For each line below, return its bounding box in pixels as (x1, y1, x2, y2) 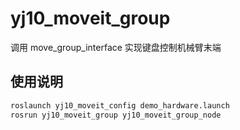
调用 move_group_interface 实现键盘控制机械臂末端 (10, 41, 222, 53)
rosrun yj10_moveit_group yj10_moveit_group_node (10, 110, 222, 120)
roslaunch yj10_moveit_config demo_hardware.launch (10, 100, 230, 111)
